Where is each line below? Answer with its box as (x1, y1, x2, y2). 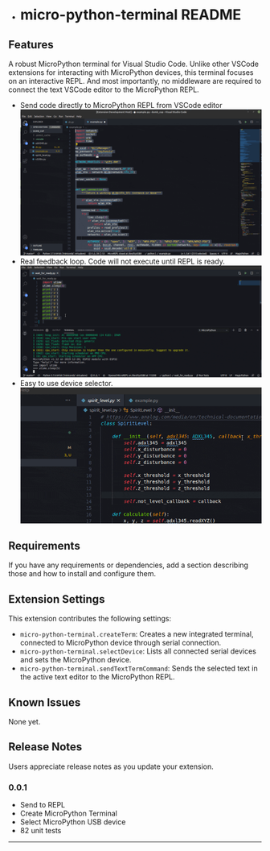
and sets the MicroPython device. (19, 655, 132, 665)
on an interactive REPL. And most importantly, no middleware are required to (8, 77, 262, 85)
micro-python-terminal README (19, 6, 242, 24)
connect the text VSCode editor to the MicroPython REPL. (8, 85, 199, 94)
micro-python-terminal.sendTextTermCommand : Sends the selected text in (19, 663, 259, 674)
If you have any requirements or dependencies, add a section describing (8, 560, 249, 570)
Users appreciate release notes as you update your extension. (8, 762, 215, 771)
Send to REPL (19, 800, 66, 810)
